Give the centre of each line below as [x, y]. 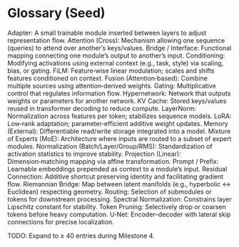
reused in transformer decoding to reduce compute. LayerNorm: [102, 108]
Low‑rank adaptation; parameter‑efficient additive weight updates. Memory [118, 123]
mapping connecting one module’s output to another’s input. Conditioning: [116, 56]
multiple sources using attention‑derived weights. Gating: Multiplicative [112, 85]
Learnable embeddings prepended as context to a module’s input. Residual [117, 169]
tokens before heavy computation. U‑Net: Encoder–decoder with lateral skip [119, 214]
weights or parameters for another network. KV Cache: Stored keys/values [117, 100]
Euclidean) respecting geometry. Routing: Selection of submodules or [110, 191]
